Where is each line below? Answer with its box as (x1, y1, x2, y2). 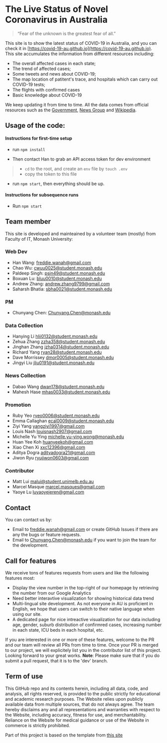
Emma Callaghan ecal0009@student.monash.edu (12, 418, 114, 424)
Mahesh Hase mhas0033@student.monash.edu (12, 389, 110, 395)
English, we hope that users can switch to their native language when (12, 606, 155, 612)
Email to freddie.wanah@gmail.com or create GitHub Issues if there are (12, 526, 158, 533)
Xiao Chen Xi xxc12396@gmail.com (12, 444, 85, 451)
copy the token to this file (24, 171, 77, 177)
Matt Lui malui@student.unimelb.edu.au (12, 478, 94, 484)
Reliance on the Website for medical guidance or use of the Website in (5, 717, 149, 723)
